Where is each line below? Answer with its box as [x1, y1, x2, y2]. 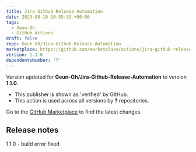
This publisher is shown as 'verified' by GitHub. [14, 91, 128, 98]
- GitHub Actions [11, 30, 54, 36]
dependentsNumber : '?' [6, 57, 61, 63]
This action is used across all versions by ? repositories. [14, 97, 149, 104]
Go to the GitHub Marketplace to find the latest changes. [6, 108, 142, 115]
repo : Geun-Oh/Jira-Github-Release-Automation [6, 41, 121, 47]
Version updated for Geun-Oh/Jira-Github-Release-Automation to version [6, 73, 187, 80]
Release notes [6, 125, 59, 135]
